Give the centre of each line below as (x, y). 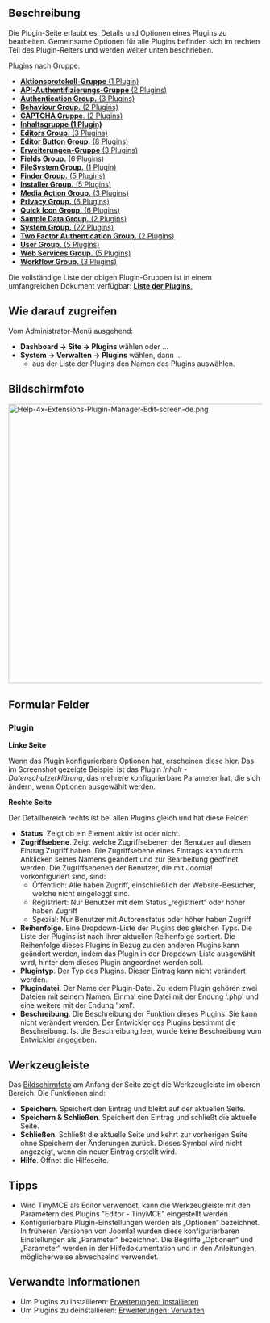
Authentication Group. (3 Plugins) (77, 98)
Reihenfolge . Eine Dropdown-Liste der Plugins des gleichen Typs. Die (136, 928)
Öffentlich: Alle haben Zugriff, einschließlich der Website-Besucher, (144, 885)
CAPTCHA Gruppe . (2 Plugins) (71, 116)
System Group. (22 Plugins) (67, 227)
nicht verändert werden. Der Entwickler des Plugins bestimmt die (128, 1022)
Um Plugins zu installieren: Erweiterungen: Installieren (109, 1301)
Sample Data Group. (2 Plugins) (73, 218)
